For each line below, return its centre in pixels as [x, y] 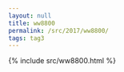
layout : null [30, 16]
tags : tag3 [26, 38]
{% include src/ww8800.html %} [62, 61]
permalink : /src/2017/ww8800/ [59, 30]
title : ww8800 [32, 23]
